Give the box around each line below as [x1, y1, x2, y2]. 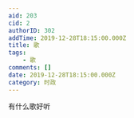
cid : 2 [8, 19, 30, 27]
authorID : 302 [8, 26, 56, 34]
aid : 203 [8, 11, 37, 20]
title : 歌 [8, 41, 40, 49]
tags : [8, 49, 26, 57]
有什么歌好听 [8, 101, 50, 111]
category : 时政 [8, 78, 57, 86]
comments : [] [8, 64, 52, 72]
